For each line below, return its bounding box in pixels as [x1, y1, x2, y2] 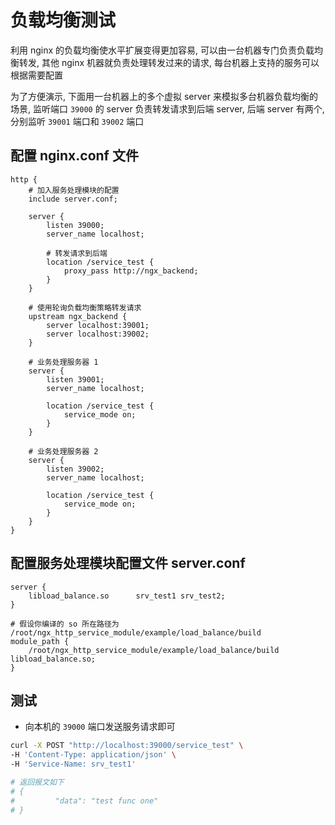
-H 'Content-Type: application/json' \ [10, 750, 177, 760]
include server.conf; [28, 194, 118, 204]
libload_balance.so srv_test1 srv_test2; [28, 591, 226, 601]
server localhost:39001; [46, 320, 150, 330]
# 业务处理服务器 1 [28, 357, 99, 367]
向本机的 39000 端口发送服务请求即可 [24, 721, 176, 733]
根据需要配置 [10, 69, 63, 81]
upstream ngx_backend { [28, 311, 128, 321]
